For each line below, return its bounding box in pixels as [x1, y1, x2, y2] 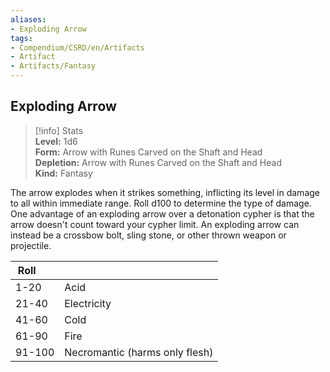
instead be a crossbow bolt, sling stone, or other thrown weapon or [10, 229, 287, 241]
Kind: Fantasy [34, 167, 93, 179]
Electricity [64, 296, 112, 310]
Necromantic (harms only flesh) [64, 345, 214, 359]
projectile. [10, 239, 52, 251]
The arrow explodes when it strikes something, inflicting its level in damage [10, 186, 320, 198]
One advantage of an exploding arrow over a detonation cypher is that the [10, 207, 315, 220]
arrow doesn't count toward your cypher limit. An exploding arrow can [10, 218, 300, 230]
